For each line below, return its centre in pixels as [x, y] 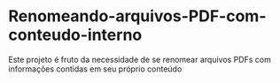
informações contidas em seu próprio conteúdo [95, 69]
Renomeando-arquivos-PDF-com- [137, 16]
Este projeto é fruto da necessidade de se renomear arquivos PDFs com [140, 59]
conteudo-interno [75, 35]
